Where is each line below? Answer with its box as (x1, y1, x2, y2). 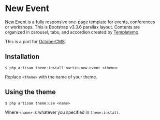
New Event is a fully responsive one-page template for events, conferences (5, 19, 156, 25)
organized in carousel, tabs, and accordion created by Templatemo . (5, 29, 140, 35)
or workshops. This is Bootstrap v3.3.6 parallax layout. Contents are (5, 24, 140, 30)
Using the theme (5, 88, 56, 96)
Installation (5, 53, 40, 61)
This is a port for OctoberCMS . (5, 38, 66, 44)
